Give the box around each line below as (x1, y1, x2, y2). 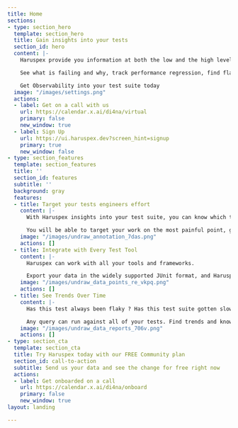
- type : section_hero (7, 23, 72, 30)
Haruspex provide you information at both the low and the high (20, 57, 214, 64)
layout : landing (7, 404, 55, 411)
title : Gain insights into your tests (13, 37, 129, 44)
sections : (7, 17, 37, 24)
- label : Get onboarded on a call (13, 377, 115, 385)
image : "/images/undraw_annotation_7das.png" (20, 233, 157, 240)
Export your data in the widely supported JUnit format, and (25, 272, 211, 280)
